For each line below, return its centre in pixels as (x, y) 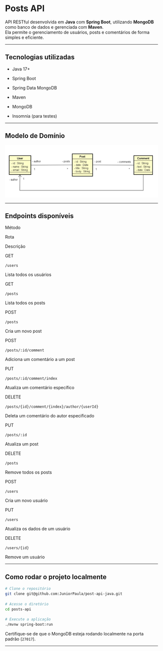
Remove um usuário (25, 557)
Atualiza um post (22, 444)
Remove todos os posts (29, 472)
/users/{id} (17, 548)
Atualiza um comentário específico (40, 388)
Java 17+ (21, 69)
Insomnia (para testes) (34, 116)
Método (13, 228)
